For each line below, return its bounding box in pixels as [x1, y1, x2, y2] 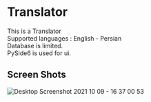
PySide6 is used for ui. [7, 49, 71, 57]
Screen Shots [7, 69, 67, 81]
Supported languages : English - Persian [7, 34, 122, 42]
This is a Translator [7, 27, 61, 35]
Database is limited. [7, 41, 63, 50]
